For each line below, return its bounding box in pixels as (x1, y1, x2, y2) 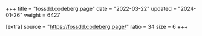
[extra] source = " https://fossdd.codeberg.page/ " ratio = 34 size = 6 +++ (5, 23, 188, 30)
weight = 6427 (24, 11, 60, 19)
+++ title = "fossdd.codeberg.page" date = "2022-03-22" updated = (5, 5, 177, 12)
